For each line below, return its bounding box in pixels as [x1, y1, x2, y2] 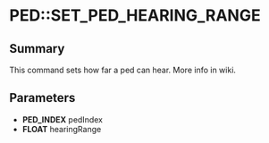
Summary [9, 41, 65, 56]
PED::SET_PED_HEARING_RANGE [9, 5, 261, 26]
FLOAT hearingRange [21, 123, 102, 134]
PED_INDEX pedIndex [21, 114, 103, 125]
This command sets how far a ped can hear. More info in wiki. [9, 64, 237, 75]
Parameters [9, 90, 76, 105]
